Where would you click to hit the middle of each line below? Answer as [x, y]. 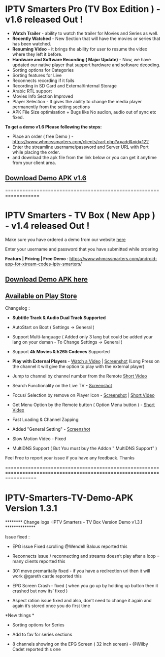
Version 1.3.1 [31, 509]
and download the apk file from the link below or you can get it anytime [84, 157]
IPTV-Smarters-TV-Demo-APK [69, 498]
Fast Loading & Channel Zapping [45, 419]
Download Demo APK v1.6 [46, 178]
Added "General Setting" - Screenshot [51, 429]
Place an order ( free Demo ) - [43, 136]
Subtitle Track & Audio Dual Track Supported [59, 318]
